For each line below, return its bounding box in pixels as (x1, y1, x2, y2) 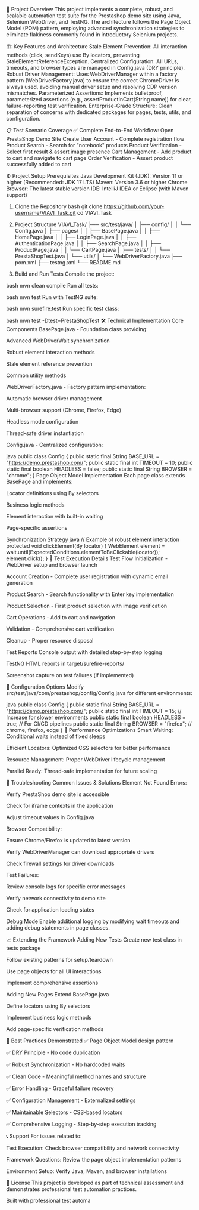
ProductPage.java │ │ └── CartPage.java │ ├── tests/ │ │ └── (14, 246, 170, 253)
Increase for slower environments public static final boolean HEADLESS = (6, 714, 186, 721)
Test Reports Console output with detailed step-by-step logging (6, 649, 162, 656)
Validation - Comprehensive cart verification (6, 625, 115, 632)
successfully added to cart (6, 161, 72, 168)
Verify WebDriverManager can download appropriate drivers (6, 848, 154, 856)
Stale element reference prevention (6, 360, 93, 367)
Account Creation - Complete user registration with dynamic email (6, 573, 168, 580)
